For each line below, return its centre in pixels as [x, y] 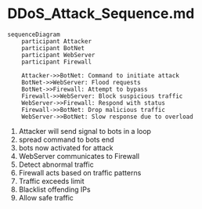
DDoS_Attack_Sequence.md [101, 14]
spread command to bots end [66, 139]
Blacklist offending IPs [54, 189]
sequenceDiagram [34, 34]
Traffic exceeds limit [51, 181]
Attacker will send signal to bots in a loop [85, 131]
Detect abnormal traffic [56, 164]
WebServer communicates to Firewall [79, 156]
